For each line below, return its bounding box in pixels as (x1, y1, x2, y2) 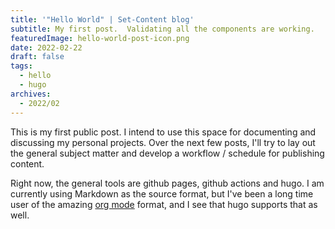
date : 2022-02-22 (10, 42, 83, 53)
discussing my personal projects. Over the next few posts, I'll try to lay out (10, 136, 316, 148)
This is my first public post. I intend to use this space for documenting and (10, 126, 317, 138)
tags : (10, 61, 33, 71)
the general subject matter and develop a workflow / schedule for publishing (10, 147, 325, 159)
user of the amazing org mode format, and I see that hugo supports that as (10, 198, 318, 210)
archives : (10, 89, 52, 99)
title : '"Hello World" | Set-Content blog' (10, 14, 195, 25)
